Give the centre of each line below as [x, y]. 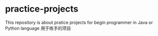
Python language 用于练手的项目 [38, 28]
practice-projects [42, 9]
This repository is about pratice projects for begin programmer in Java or [79, 22]
